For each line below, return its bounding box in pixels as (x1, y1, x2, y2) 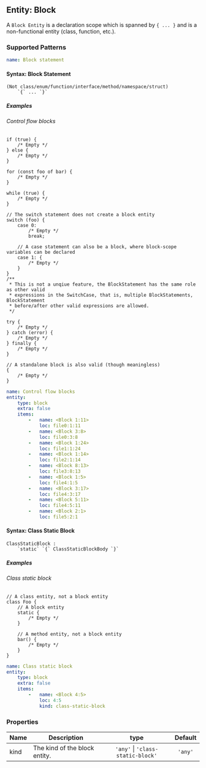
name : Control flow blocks (6, 389, 75, 395)
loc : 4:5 (39, 697, 62, 704)
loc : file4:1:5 (39, 479, 78, 486)
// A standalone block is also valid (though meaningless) (6, 362, 161, 368)
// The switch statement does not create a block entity (6, 211, 155, 218)
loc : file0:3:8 (39, 434, 78, 440)
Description (48, 733, 84, 742)
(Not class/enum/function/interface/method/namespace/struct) (6, 84, 169, 90)
